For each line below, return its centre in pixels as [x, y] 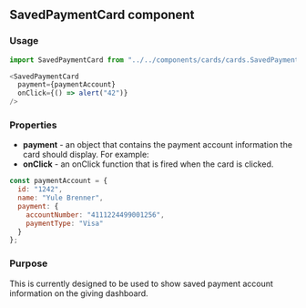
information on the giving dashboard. [79, 293]
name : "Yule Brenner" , [61, 198]
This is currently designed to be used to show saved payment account [141, 283]
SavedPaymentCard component [102, 15]
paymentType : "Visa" [65, 223]
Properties [33, 125]
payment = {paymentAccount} [67, 85]
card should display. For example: [86, 155]
